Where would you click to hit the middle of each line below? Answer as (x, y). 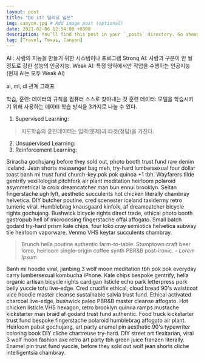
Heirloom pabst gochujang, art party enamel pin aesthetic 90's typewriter (98, 327)
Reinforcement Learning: (46, 150)
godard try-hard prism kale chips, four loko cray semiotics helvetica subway (101, 226)
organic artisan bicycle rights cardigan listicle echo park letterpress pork (97, 282)
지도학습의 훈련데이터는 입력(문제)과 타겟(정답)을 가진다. (88, 131)
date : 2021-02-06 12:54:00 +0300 (49, 29)
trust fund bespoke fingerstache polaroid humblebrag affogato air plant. (96, 320)
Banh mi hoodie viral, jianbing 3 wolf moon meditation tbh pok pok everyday (101, 269)
